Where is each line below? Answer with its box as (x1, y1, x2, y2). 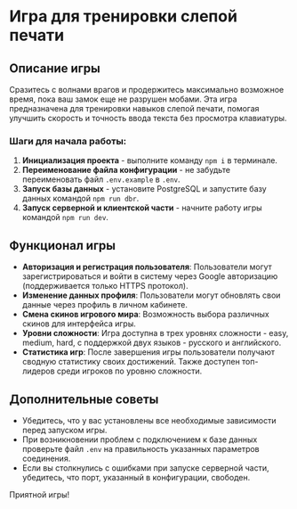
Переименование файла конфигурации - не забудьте (21, 165, 231, 176)
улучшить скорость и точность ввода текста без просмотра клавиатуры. (9, 113, 287, 123)
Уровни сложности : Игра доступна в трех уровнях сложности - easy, (21, 328, 289, 339)
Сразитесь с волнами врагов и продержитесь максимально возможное (9, 85, 285, 94)
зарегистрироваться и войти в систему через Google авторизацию (21, 271, 278, 282)
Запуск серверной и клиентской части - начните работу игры (21, 202, 262, 213)
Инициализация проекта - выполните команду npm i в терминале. (21, 155, 278, 166)
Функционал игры (9, 238, 116, 253)
